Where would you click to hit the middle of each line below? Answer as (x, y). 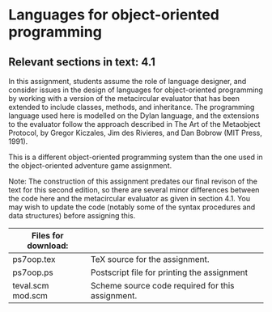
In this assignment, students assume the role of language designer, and (127, 81)
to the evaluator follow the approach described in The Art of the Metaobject (134, 124)
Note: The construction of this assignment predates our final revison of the (133, 181)
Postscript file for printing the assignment (169, 272)
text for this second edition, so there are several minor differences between (134, 190)
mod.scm (30, 295)
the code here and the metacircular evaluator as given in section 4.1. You (130, 198)
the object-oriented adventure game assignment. (90, 166)
